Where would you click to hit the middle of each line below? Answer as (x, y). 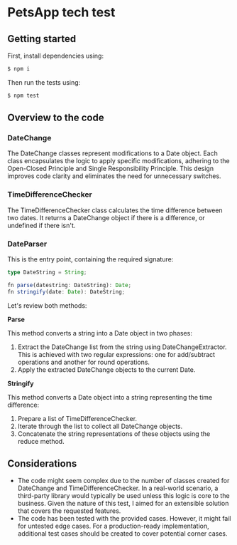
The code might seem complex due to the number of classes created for (123, 481)
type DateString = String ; (47, 272)
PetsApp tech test (61, 12)
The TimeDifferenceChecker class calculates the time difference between (115, 210)
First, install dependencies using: (56, 56)
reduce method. (41, 441)
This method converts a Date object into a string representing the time (110, 397)
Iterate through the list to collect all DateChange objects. (100, 426)
